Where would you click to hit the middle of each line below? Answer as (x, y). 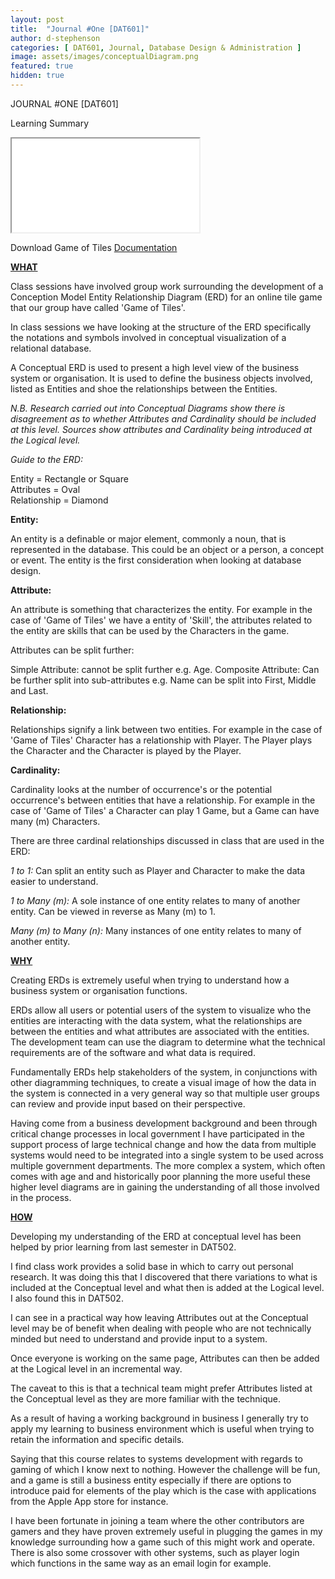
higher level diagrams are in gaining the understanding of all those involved (165, 1187)
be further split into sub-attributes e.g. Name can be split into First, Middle (163, 680)
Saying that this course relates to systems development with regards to (156, 1458)
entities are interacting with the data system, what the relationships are (156, 1020)
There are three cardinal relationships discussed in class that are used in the (167, 840)
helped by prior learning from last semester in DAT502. (123, 1247)
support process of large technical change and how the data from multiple (163, 1144)
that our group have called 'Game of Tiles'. (98, 307)
